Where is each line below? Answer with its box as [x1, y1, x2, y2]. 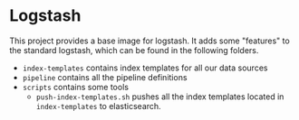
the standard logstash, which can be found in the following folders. [9, 44, 259, 55]
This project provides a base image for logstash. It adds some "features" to [9, 35, 290, 46]
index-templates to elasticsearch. [35, 100, 161, 111]
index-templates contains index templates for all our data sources [22, 62, 268, 73]
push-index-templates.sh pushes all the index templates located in [35, 91, 285, 102]
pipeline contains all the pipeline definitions [22, 71, 188, 82]
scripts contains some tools [22, 81, 130, 92]
